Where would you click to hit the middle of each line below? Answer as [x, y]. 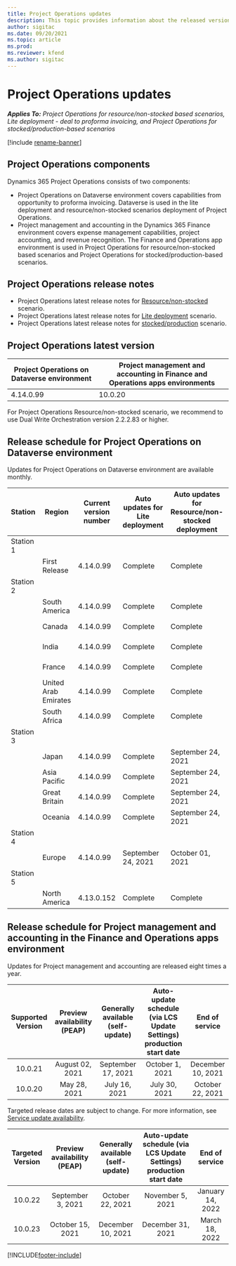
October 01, [190, 853]
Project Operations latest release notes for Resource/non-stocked [113, 301]
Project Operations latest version [81, 345]
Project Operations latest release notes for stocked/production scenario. [122, 323]
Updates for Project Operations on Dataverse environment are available [111, 469]
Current [97, 503]
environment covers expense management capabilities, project [109, 232]
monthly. [20, 477]
